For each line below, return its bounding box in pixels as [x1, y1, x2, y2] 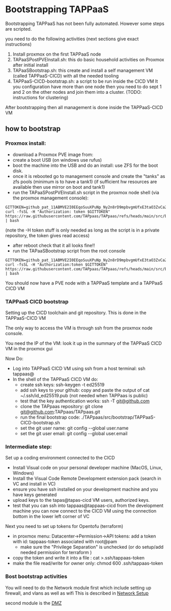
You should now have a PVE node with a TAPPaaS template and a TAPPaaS [5, 279, 163, 286]
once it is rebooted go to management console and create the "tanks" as [12, 173, 165, 179]
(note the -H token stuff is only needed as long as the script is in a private [5, 227, 160, 233]
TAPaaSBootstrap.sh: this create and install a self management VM [12, 67, 153, 73]
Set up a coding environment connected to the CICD [5, 455, 116, 461]
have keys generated [12, 492, 57, 498]
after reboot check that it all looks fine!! [12, 242, 95, 248]
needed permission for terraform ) [20, 549, 92, 555]
